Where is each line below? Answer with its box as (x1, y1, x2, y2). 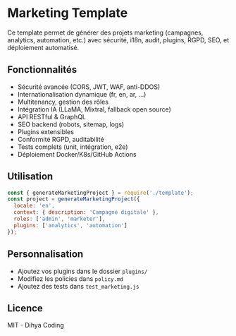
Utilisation (7, 171, 54, 183)
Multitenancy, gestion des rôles (17, 97, 109, 106)
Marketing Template (7, 5, 128, 21)
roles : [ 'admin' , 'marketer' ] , (13, 215, 106, 223)
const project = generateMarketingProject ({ (7, 196, 140, 203)
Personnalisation (7, 248, 84, 260)
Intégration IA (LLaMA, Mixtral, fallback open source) (17, 104, 171, 114)
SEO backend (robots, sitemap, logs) (17, 120, 125, 128)
